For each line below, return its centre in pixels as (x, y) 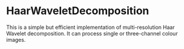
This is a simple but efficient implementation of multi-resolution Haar (91, 27)
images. (16, 40)
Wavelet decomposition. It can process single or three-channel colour (92, 33)
